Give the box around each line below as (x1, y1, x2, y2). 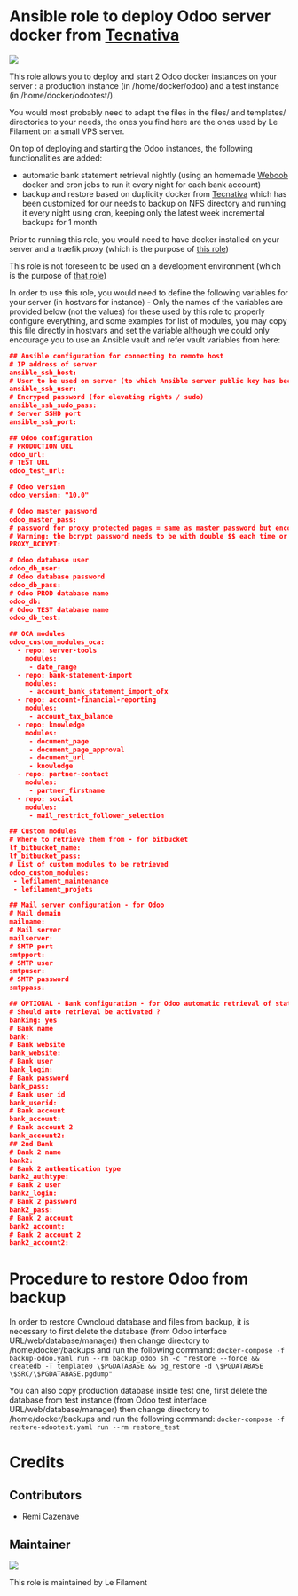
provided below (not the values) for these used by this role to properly (9, 306, 266, 317)
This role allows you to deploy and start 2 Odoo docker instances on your (9, 71, 278, 82)
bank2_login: (9, 1189, 58, 1199)
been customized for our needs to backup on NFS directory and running (21, 198, 286, 208)
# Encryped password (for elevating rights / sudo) (9, 393, 204, 402)
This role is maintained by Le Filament (9, 1577, 148, 1588)
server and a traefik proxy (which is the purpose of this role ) (9, 243, 229, 254)
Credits (9, 1452, 65, 1473)
